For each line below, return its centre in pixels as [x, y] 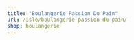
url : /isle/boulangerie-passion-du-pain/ [67, 20]
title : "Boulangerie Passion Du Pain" [63, 13]
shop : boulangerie [33, 26]
